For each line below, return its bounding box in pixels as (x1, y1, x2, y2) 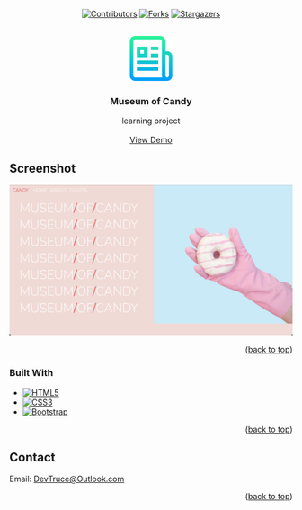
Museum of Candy (110, 94, 192, 107)
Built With (9, 367, 54, 380)
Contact (9, 450, 56, 465)
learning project (121, 115, 181, 126)
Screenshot (9, 160, 76, 175)
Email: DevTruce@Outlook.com (9, 473, 125, 485)
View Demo (129, 135, 173, 146)
